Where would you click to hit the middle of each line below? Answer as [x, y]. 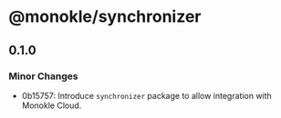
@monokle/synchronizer [105, 17]
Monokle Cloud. [52, 105]
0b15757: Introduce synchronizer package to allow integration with [147, 95]
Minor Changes [43, 76]
